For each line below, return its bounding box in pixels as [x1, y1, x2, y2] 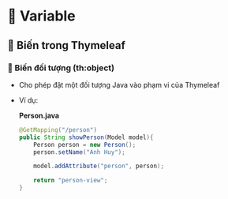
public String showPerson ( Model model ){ [18, 133, 154, 141]
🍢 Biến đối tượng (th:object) [7, 62, 115, 73]
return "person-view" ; [33, 177, 108, 185]
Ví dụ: [18, 95, 39, 105]
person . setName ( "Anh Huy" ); [33, 148, 125, 156]
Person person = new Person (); [33, 141, 136, 148]
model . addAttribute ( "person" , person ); [33, 162, 165, 171]
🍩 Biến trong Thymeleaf [7, 39, 125, 52]
